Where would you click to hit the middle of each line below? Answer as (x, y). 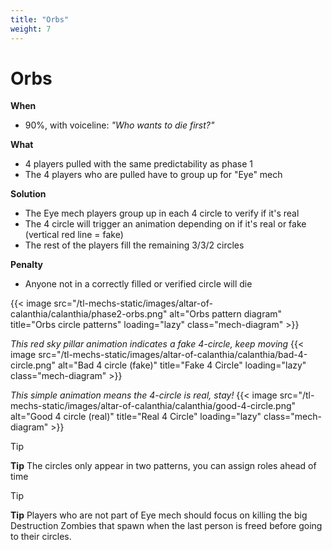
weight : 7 (31, 29)
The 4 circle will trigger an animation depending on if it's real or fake (165, 224)
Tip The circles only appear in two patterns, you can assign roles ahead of (163, 466)
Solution (28, 194)
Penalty (27, 265)
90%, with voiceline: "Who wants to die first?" (119, 125)
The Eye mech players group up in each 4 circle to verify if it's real (162, 213)
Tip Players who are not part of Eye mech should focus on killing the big (159, 515)
